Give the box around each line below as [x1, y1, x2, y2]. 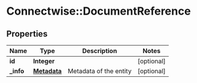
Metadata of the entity [67, 67, 132, 75]
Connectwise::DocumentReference [6, 4, 191, 18]
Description [82, 47, 118, 55]
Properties [6, 29, 48, 39]
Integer [33, 57, 55, 65]
